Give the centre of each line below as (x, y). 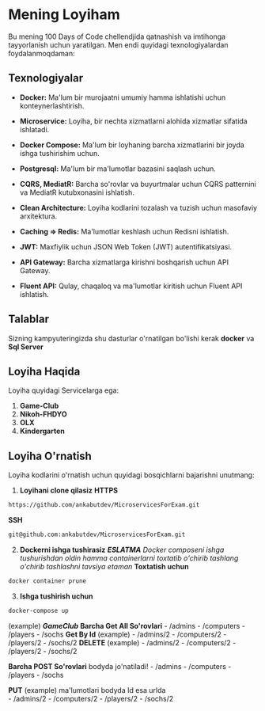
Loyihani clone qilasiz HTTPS (69, 490)
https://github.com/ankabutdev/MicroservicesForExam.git (104, 505)
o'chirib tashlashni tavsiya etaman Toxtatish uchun (104, 566)
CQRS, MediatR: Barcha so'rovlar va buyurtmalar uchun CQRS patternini (138, 184)
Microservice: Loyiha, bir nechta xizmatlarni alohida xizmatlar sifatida (133, 121)
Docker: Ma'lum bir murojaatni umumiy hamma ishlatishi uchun (123, 97)
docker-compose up (38, 610)
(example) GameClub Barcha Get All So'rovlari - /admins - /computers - (127, 625)
